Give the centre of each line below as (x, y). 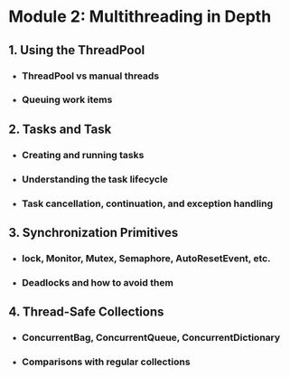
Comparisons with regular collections (106, 362)
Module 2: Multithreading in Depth (140, 17)
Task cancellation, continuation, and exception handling (147, 203)
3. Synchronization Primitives (94, 232)
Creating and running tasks (83, 155)
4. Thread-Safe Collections (86, 312)
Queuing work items (67, 99)
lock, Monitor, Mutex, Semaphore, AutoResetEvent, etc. (146, 258)
